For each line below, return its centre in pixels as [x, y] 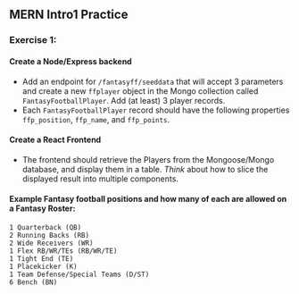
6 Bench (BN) [33, 282]
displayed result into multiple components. [100, 179]
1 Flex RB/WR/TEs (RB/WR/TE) [63, 251]
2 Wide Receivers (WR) [51, 243]
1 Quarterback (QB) [46, 227]
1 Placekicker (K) [43, 266]
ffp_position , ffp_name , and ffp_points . [96, 119]
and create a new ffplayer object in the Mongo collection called [140, 91]
